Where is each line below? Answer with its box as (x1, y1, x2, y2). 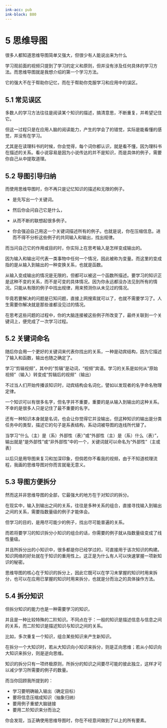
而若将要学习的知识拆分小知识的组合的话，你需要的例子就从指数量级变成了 (5, 529, 158, 535)
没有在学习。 (18, 133, 45, 139)
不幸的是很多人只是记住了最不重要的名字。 (5, 405, 92, 411)
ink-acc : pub (5, 7, 32, 12)
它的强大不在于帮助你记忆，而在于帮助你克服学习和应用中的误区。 (5, 80, 140, 86)
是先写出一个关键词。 (12, 197, 56, 203)
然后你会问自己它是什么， (12, 207, 65, 213)
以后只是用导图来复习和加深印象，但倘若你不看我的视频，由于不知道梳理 (5, 455, 153, 461)
